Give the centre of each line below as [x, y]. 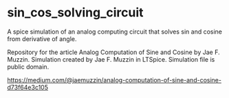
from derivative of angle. [42, 38]
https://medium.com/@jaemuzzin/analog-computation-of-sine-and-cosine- [115, 79]
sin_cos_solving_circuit [75, 13]
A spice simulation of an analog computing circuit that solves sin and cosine [115, 32]
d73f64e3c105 [28, 87]
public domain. [28, 66]
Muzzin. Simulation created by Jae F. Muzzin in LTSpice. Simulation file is [111, 59]
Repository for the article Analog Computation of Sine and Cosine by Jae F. [113, 52]
